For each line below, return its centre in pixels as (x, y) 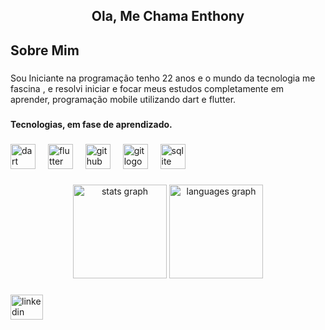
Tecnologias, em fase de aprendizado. (91, 124)
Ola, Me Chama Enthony (168, 16)
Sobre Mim (45, 50)
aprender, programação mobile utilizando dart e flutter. (123, 99)
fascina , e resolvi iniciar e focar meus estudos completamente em (147, 88)
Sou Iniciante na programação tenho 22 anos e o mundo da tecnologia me (163, 78)
